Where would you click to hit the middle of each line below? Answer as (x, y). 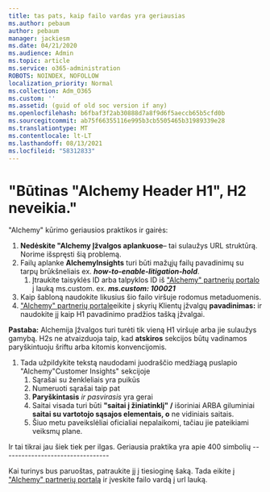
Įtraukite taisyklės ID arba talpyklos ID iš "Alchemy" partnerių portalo (146, 280)
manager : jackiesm (39, 38)
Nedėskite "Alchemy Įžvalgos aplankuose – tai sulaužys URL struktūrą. (139, 246)
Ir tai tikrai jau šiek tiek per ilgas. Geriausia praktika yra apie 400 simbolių (130, 447)
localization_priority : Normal (61, 83)
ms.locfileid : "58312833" (52, 151)
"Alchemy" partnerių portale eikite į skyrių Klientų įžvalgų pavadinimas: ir (141, 306)
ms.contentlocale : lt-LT (50, 136)
